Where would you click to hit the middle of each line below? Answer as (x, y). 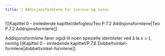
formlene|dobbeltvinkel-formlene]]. (41, 48)
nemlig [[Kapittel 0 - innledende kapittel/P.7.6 (51, 43)
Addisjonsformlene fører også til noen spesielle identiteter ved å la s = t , (78, 38)
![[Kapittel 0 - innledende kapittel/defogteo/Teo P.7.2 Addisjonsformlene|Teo (82, 23)
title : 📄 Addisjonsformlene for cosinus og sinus (57, 9)
